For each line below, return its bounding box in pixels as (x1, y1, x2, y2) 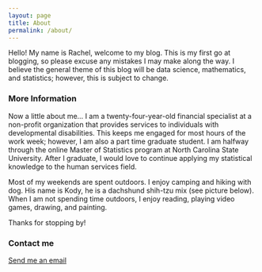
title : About (8, 19, 51, 27)
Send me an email (8, 255, 67, 265)
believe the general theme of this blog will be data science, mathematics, (8, 65, 247, 75)
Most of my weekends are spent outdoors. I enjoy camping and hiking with (8, 177, 252, 186)
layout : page (8, 11, 51, 20)
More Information (8, 93, 77, 104)
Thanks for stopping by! (8, 217, 86, 227)
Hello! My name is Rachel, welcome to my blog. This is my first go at (8, 48, 231, 58)
